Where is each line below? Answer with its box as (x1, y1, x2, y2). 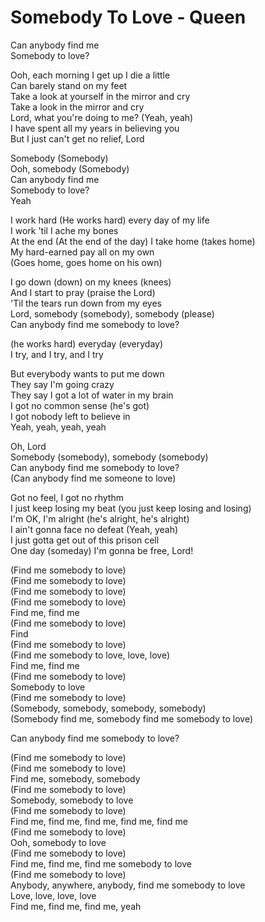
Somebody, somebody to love (10, 794, 134, 806)
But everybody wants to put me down (10, 367, 165, 380)
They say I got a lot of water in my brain (10, 389, 174, 401)
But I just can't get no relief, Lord (10, 132, 145, 145)
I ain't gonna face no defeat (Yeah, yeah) (10, 523, 179, 535)
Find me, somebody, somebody (10, 772, 141, 785)
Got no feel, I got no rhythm (10, 491, 124, 503)
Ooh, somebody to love (10, 836, 107, 848)
